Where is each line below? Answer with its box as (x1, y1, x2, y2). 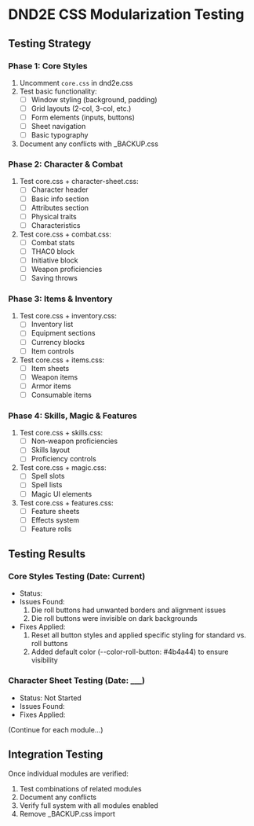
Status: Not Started (19, 693, 82, 703)
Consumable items (31, 390, 92, 399)
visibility (31, 655, 59, 665)
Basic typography (31, 130, 89, 140)
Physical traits (31, 211, 77, 221)
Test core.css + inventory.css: (19, 311, 118, 321)
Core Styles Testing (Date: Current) (8, 571, 146, 582)
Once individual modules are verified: (8, 769, 129, 778)
